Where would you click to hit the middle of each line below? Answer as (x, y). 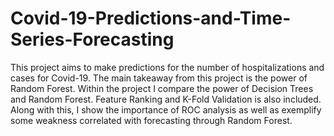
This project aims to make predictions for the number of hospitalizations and (167, 67)
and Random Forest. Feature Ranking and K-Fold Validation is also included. (166, 99)
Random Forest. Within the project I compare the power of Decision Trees (162, 88)
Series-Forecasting (92, 39)
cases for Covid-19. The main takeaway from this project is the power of (159, 78)
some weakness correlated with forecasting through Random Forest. (151, 120)
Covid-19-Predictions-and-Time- (151, 18)
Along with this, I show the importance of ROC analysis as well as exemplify (166, 109)
